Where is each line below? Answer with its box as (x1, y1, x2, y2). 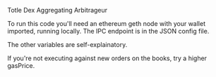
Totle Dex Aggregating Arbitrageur (7, 6, 108, 14)
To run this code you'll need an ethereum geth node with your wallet (7, 20, 206, 27)
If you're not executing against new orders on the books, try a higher (7, 54, 207, 62)
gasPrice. (7, 62, 35, 69)
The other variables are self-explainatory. (7, 41, 128, 48)
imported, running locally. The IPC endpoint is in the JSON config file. (7, 27, 210, 35)
